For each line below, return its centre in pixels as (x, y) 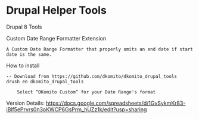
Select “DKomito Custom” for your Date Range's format (86, 92)
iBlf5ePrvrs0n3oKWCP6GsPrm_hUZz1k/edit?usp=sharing (77, 109)
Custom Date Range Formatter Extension (56, 38)
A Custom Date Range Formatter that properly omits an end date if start (100, 49)
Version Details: (25, 103)
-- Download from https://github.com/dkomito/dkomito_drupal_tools (92, 76)
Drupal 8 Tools (24, 27)
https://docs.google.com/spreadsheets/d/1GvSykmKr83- (116, 103)
